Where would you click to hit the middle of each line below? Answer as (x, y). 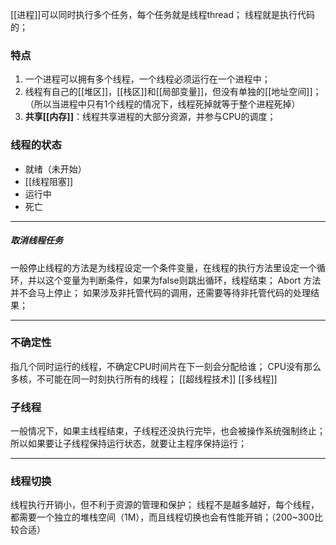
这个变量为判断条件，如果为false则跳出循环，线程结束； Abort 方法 (183, 280)
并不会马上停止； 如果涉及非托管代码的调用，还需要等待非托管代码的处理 (160, 292)
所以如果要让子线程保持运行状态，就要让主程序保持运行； (128, 444)
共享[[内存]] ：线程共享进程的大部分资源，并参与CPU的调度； (150, 117)
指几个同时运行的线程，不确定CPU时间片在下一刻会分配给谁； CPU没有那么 (166, 366)
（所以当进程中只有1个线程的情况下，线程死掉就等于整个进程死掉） (162, 104)
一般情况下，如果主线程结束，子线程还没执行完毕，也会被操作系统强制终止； (168, 431)
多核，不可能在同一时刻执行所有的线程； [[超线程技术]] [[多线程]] (144, 379)
